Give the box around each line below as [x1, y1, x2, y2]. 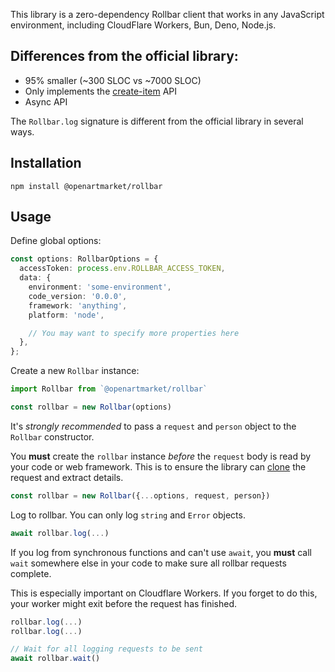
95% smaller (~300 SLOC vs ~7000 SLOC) [24, 74, 202, 86]
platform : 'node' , [28, 310, 105, 320]
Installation [10, 155, 82, 172]
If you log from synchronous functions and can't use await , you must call [10, 546, 312, 558]
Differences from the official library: [10, 48, 239, 65]
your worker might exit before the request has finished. [10, 597, 237, 609]
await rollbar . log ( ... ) [10, 528, 110, 538]
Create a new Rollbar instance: [10, 365, 140, 377]
